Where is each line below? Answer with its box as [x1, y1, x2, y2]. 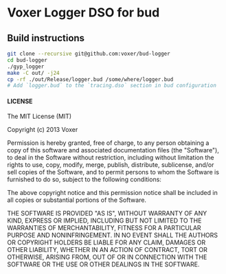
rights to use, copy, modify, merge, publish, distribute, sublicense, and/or [7, 161, 214, 169]
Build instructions [7, 32, 84, 44]
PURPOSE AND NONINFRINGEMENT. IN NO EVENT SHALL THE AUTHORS [7, 231, 218, 240]
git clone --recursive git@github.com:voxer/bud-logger [7, 50, 170, 57]
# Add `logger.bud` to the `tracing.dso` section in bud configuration [7, 82, 216, 89]
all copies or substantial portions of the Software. [7, 196, 146, 204]
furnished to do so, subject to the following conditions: [7, 175, 161, 183]
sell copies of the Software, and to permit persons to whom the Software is [7, 168, 220, 176]
